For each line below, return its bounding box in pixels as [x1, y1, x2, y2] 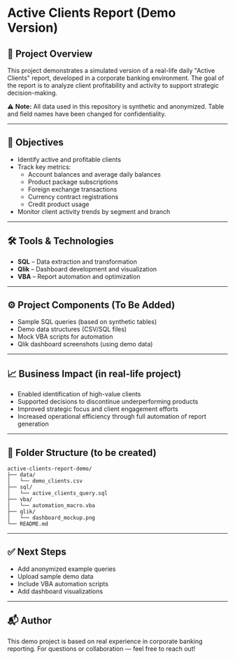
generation [17, 419, 49, 429]
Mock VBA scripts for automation [17, 332, 113, 341]
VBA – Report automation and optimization [17, 272, 141, 281]
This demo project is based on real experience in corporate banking [7, 637, 203, 645]
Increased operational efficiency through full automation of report [17, 412, 206, 421]
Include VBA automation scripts [17, 579, 108, 588]
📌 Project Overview [7, 48, 93, 60]
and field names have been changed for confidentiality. [7, 110, 166, 118]
